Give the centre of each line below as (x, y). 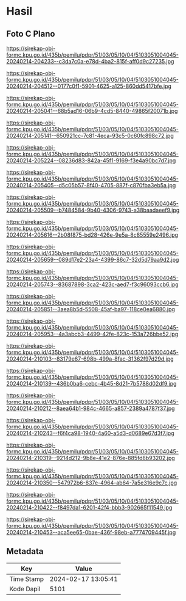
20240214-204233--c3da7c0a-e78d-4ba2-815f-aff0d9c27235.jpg (90, 61)
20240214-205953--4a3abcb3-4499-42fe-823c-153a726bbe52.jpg (92, 334)
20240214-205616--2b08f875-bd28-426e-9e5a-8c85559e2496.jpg (92, 235)
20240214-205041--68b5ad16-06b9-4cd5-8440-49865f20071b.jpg (92, 111)
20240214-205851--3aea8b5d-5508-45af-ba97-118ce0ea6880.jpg (91, 309)
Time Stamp (27, 579)
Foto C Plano (31, 34)
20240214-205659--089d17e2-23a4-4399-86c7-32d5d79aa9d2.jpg (93, 260)
